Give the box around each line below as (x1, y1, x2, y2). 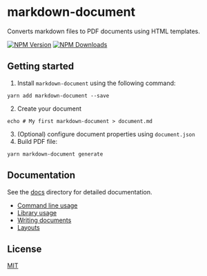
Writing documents (17, 216, 72, 224)
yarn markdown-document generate (7, 150, 103, 158)
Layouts (17, 223, 40, 232)
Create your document (17, 104, 81, 113)
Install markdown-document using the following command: (17, 79, 176, 87)
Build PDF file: (17, 137, 57, 145)
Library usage (17, 208, 57, 217)
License (7, 243, 42, 255)
